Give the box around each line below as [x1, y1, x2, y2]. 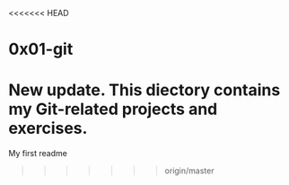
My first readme [8, 148, 68, 159]
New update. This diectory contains [8, 80, 281, 101]
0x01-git [8, 40, 74, 59]
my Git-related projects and [8, 99, 218, 119]
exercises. [8, 119, 88, 138]
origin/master [164, 165, 215, 176]
